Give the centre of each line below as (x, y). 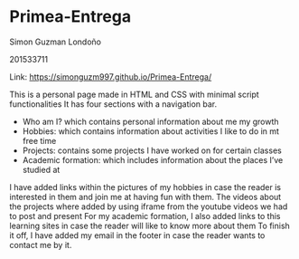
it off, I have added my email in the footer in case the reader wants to (137, 235)
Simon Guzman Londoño (56, 42)
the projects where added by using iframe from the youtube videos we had (149, 206)
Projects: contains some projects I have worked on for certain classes (152, 150)
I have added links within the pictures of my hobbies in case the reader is (145, 187)
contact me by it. (41, 245)
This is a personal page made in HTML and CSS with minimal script (134, 94)
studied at (41, 169)
